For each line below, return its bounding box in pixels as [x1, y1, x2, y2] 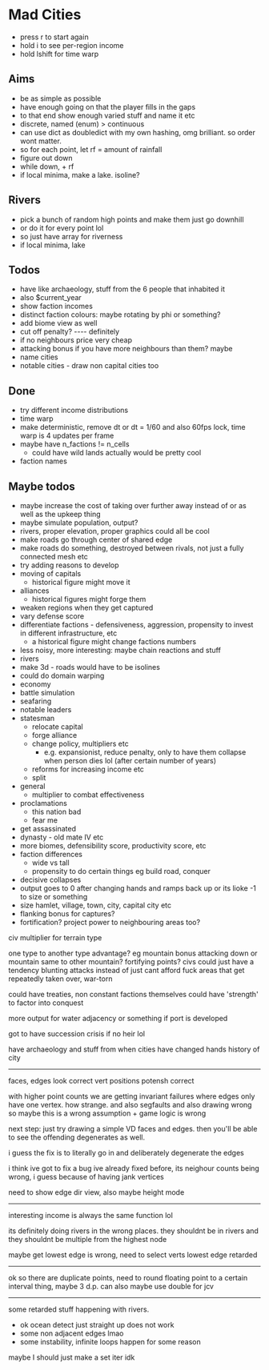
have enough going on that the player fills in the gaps [19, 102, 196, 111]
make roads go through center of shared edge [19, 535, 173, 544]
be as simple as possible [19, 94, 102, 103]
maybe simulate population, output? [19, 518, 139, 527]
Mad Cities [8, 6, 82, 24]
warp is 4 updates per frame [19, 431, 114, 441]
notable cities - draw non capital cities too [19, 361, 159, 371]
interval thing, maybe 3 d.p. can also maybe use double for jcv [8, 1282, 215, 1291]
